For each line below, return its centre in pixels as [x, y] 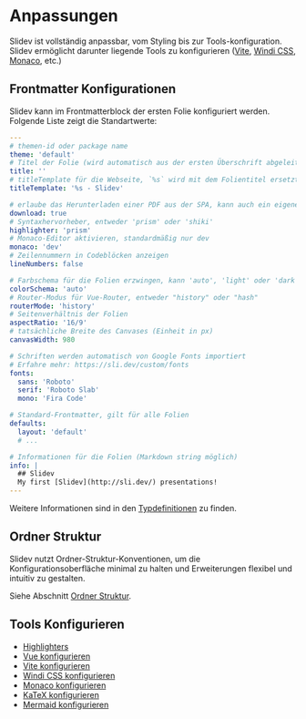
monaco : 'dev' [36, 247]
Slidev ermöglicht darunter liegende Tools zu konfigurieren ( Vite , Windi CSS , [153, 50]
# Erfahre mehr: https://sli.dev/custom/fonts [99, 365]
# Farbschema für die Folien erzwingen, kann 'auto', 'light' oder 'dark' [154, 280]
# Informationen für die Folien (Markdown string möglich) [124, 457]
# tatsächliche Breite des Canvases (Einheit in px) [112, 332]
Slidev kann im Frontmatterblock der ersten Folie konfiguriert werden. [140, 111]
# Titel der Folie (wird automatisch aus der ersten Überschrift [136, 163]
